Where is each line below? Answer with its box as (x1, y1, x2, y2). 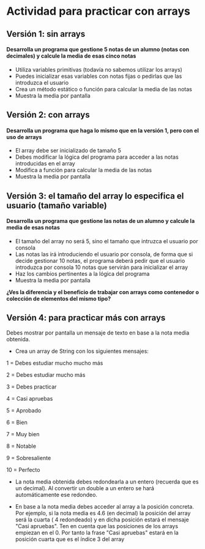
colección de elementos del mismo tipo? (6, 295, 111, 302)
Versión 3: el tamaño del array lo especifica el (6, 191, 184, 201)
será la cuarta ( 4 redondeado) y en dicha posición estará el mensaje (15, 516, 189, 523)
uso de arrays (6, 133, 42, 140)
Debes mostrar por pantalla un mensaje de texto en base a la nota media (6, 329, 190, 336)
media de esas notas (6, 224, 60, 231)
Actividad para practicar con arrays (6, 4, 191, 18)
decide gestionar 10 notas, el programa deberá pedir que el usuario (15, 257, 185, 264)
